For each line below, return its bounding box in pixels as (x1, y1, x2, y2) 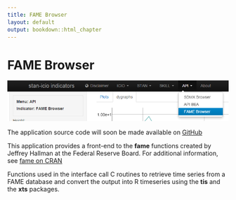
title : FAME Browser (7, 11, 68, 18)
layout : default (7, 18, 55, 26)
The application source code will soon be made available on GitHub (7, 128, 202, 136)
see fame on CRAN (7, 156, 63, 164)
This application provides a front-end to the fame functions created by (7, 141, 212, 150)
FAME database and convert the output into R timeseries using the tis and (7, 177, 221, 185)
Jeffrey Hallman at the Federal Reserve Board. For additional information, (7, 149, 218, 157)
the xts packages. (7, 185, 60, 193)
